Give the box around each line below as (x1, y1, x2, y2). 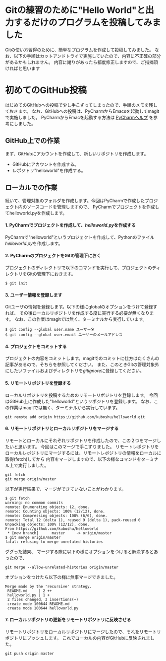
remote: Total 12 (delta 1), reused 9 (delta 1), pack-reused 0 (5, 517, 141, 522)
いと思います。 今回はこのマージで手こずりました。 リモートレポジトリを (9, 443, 159, 449)
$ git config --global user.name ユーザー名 (5, 327, 95, 332)
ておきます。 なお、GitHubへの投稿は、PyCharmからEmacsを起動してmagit (5, 108, 160, 114)
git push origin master (5, 651, 55, 656)
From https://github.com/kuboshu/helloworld (5, 526, 99, 531)
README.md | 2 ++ (7, 588, 52, 593)
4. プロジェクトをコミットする (5, 343, 67, 349)
